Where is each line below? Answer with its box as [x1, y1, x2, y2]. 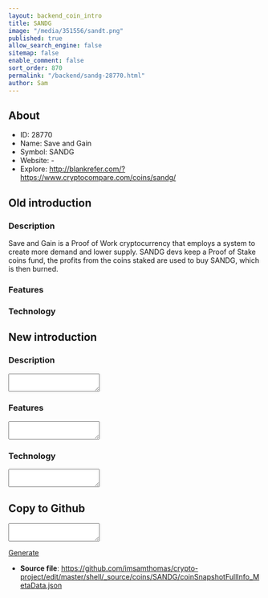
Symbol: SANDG [19, 147, 75, 157]
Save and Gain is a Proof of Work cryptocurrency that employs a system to [8, 239, 255, 248]
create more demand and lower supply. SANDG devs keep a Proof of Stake [8, 247, 257, 256]
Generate [8, 547, 39, 557]
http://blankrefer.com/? [49, 164, 126, 174]
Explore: [19, 164, 48, 174]
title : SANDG [8, 19, 52, 27]
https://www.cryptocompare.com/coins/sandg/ [19, 173, 177, 182]
